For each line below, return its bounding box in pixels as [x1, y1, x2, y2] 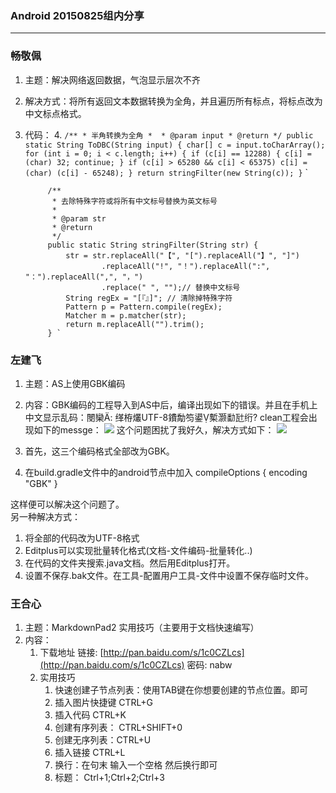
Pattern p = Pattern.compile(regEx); [65, 302, 223, 312]
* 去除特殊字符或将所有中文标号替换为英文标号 [51, 196, 218, 206]
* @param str [51, 213, 107, 224]
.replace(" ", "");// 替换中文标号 [101, 282, 241, 292]
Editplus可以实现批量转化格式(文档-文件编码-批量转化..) [24, 544, 253, 556]
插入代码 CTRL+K [54, 709, 127, 721]
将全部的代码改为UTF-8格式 [24, 532, 140, 544]
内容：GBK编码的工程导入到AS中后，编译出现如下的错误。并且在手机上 [24, 398, 318, 411]
